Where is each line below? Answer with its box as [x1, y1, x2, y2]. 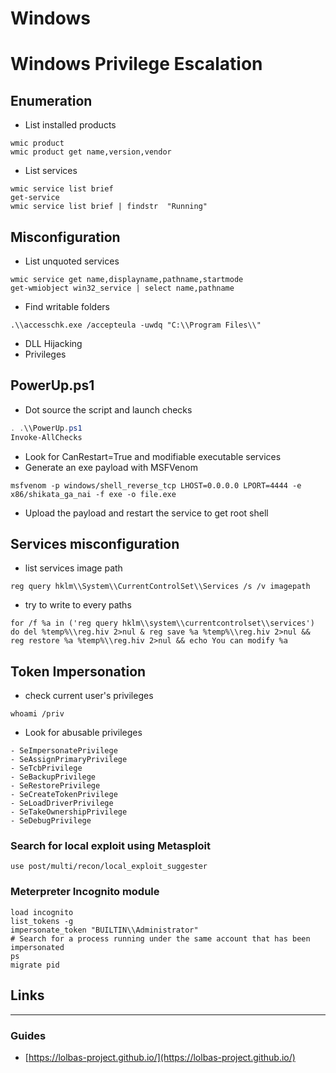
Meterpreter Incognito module [10, 885, 160, 899]
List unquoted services [24, 255, 120, 267]
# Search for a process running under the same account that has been [10, 933, 311, 944]
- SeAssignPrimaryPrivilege [10, 755, 128, 765]
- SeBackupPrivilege [10, 772, 97, 782]
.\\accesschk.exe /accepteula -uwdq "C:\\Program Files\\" [10, 320, 262, 330]
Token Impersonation [10, 663, 147, 680]
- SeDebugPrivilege [10, 816, 92, 826]
